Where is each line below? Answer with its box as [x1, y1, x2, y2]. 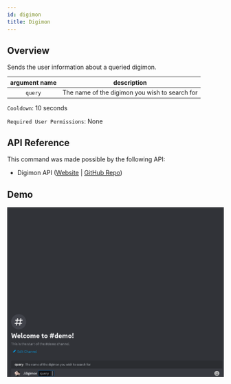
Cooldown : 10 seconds [7, 103, 67, 112]
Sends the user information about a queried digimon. [7, 63, 157, 72]
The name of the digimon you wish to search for [62, 88, 198, 97]
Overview [7, 45, 50, 57]
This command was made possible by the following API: [7, 155, 166, 163]
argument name [10, 78, 57, 86]
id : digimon [7, 11, 41, 18]
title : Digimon [7, 18, 51, 26]
